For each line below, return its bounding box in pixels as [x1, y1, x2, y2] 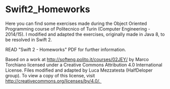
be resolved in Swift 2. [5, 37, 52, 43]
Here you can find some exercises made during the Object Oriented [5, 20, 147, 26]
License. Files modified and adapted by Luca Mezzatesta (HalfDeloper [5, 67, 153, 73]
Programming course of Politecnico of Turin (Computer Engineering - [5, 25, 151, 32]
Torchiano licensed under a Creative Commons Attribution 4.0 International [5, 62, 163, 68]
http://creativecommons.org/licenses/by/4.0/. [5, 78, 101, 84]
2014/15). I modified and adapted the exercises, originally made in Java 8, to [5, 31, 165, 37]
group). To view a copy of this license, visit [5, 72, 95, 78]
